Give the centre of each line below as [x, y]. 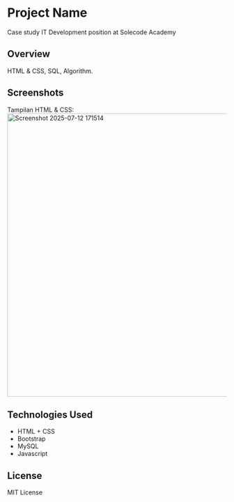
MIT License [25, 492]
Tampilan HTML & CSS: [41, 109]
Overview [29, 54]
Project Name [47, 13]
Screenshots [36, 93]
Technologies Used [50, 414]
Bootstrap [31, 439]
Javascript [32, 454]
